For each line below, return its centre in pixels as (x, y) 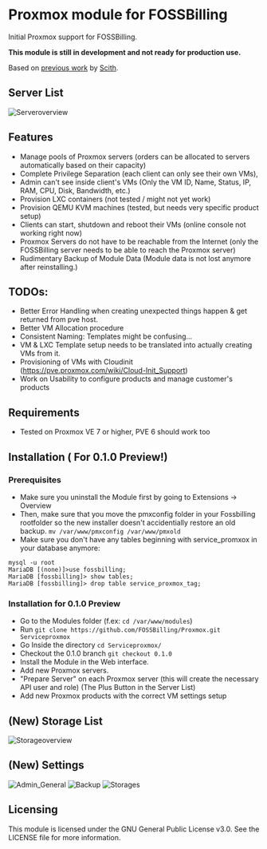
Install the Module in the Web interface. (84, 662)
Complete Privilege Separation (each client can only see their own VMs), (139, 173)
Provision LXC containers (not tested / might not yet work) (115, 199)
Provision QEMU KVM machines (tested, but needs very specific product (139, 207)
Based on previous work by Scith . (63, 67)
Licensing (33, 809)
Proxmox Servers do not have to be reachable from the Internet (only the (139, 241)
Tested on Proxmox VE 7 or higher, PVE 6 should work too (115, 432)
